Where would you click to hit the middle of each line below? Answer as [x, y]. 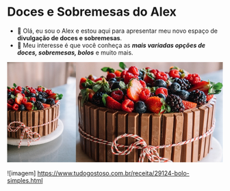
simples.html [25, 181]
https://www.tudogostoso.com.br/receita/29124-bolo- [113, 173]
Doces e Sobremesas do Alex [92, 12]
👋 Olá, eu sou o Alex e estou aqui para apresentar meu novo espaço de [117, 31]
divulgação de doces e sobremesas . [69, 38]
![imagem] [22, 173]
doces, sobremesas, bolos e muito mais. [75, 53]
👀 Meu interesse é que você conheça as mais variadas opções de [111, 45]
